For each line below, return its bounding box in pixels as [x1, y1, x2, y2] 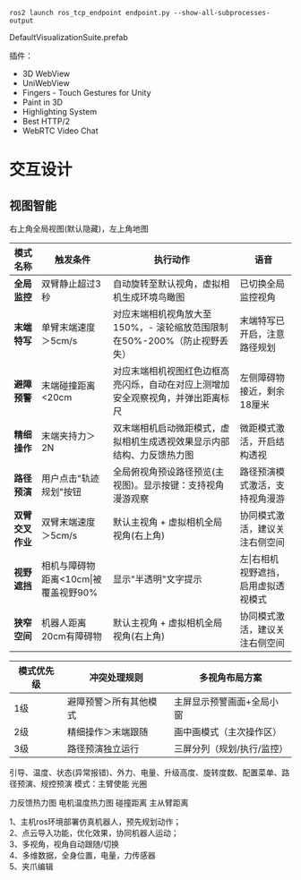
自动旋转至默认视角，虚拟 [113, 278, 221, 290]
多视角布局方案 [198, 671, 262, 684]
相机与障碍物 [41, 560, 96, 572]
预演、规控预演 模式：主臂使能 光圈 [16, 779, 148, 789]
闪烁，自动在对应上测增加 [122, 379, 230, 390]
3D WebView [21, 68, 71, 79]
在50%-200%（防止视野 [113, 335, 219, 346]
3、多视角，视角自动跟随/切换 [9, 839, 119, 850]
